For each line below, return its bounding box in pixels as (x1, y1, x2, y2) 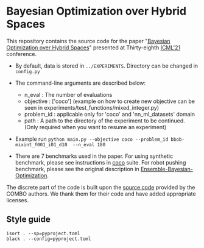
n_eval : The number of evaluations (24, 91, 113, 98)
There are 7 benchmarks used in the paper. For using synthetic (15, 152, 174, 160)
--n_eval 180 (72, 141, 106, 147)
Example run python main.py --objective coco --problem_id (15, 135, 169, 143)
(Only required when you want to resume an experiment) (24, 123, 166, 130)
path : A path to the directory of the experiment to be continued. (24, 117, 186, 124)
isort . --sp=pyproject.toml (6, 230, 80, 236)
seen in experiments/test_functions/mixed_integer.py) (24, 104, 160, 111)
